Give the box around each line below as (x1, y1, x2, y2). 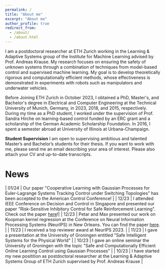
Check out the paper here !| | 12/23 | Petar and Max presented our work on (5, 211, 156, 217)
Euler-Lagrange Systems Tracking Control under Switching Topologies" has (5, 190, 159, 196)
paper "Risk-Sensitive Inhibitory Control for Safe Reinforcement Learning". (5, 206, 156, 212)
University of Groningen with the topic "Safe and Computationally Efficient (5, 242, 156, 248)
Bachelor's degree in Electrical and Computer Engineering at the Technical (5, 100, 157, 106)
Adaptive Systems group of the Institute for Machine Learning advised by (5, 53, 154, 59)
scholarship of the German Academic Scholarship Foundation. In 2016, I (5, 120, 151, 126)
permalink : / (5, 7, 32, 12)
